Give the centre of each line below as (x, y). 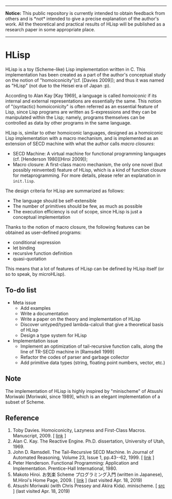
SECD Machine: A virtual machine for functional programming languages (89, 153)
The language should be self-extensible (55, 201)
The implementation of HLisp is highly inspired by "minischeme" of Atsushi (84, 391)
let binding (24, 248)
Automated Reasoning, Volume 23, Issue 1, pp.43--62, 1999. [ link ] (83, 457)
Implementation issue (35, 341)
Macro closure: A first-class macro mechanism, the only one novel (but (88, 164)
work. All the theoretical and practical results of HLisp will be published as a (85, 24)
